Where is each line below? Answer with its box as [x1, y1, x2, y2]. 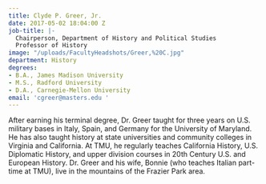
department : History [8, 57, 78, 65]
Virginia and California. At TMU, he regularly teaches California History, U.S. [8, 141, 259, 150]
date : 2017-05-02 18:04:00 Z [8, 19, 106, 27]
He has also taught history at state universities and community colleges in [8, 133, 252, 142]
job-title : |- [8, 26, 56, 34]
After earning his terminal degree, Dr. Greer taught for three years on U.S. [8, 115, 251, 125]
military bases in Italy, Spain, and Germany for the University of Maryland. [8, 124, 252, 134]
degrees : [8, 64, 38, 72]
